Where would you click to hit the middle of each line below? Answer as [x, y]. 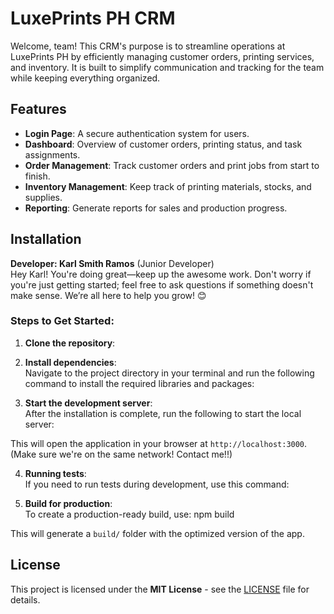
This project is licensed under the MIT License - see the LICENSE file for [160, 589]
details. [25, 599]
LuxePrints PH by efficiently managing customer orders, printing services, [162, 56]
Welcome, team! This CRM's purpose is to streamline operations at [148, 46]
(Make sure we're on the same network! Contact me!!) [121, 454]
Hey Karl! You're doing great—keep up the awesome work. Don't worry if [161, 274]
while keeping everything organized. [85, 78]
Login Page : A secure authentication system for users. [137, 133]
